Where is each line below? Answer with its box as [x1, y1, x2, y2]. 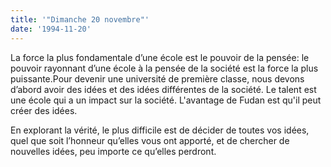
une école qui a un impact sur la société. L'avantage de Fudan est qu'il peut [10, 94, 322, 106]
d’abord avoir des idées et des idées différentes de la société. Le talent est [10, 83, 317, 95]
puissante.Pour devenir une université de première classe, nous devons [10, 72, 305, 85]
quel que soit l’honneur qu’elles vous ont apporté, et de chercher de [10, 134, 290, 146]
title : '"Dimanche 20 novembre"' [10, 14, 150, 25]
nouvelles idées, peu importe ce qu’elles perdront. [10, 145, 217, 157]
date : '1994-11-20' [10, 24, 92, 34]
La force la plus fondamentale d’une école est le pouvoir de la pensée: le [10, 51, 310, 63]
